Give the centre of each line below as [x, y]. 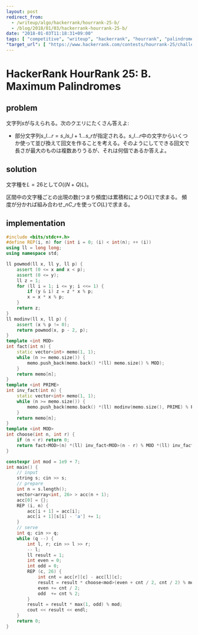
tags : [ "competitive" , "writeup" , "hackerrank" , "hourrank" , [84, 39]
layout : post [22, 12]
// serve [27, 528]
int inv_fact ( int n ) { [34, 391]
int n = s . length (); [42, 489]
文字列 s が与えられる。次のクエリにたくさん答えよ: [68, 123]
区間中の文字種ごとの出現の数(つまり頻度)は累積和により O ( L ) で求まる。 [93, 197]
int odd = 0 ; [43, 566]
